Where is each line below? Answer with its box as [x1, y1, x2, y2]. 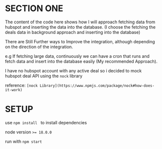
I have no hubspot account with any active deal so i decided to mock [5, 67, 142, 73]
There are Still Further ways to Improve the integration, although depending [5, 38, 155, 44]
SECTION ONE [5, 3, 64, 14]
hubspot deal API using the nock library [5, 73, 83, 79]
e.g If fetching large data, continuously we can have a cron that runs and [5, 53, 150, 59]
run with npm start [5, 138, 42, 144]
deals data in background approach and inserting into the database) [5, 29, 141, 35]
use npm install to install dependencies [5, 119, 87, 125]
